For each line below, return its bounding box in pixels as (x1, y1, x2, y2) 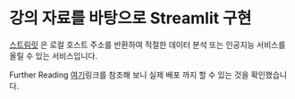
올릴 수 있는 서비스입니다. (9, 50, 98, 61)
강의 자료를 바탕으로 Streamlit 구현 (9, 8, 252, 29)
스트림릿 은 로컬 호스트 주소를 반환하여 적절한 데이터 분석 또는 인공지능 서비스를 (9, 39, 286, 50)
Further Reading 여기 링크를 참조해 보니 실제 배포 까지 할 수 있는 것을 (9, 69, 249, 80)
